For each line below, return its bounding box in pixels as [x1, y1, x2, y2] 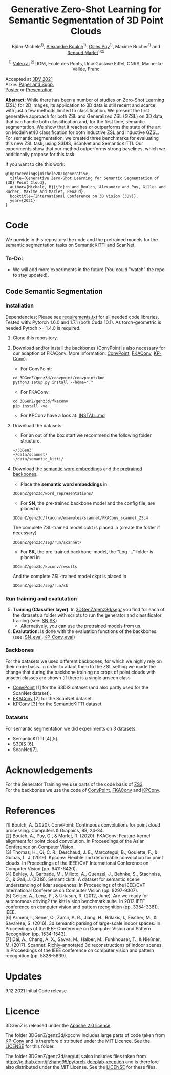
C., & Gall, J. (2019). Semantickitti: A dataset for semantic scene [5, 876, 140, 882]
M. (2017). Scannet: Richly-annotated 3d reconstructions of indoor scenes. [5, 942, 163, 948]
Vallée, [72, 66, 87, 72]
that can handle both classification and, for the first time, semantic [5, 118, 145, 124]
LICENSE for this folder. [5, 1043, 55, 1049]
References [5, 804, 55, 816]
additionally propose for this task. [5, 151, 76, 157]
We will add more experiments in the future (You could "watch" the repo [12, 266, 165, 273]
